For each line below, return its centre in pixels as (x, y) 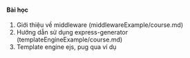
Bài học (18, 10)
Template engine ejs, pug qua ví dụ (66, 47)
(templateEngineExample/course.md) (69, 40)
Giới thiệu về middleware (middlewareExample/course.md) (100, 25)
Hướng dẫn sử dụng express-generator (72, 32)
